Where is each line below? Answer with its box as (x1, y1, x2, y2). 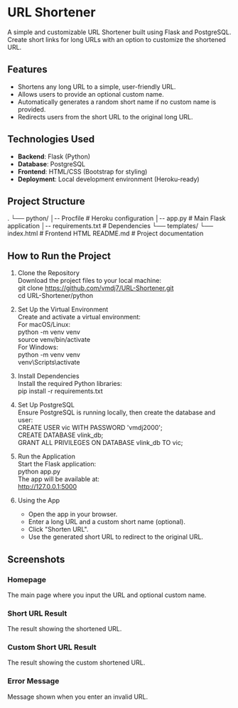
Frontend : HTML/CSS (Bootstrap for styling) (17, 167, 148, 176)
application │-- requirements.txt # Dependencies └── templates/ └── (7, 222, 214, 230)
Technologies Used (7, 133, 94, 146)
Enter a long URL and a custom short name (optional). (28, 517, 186, 526)
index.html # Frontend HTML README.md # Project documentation (7, 229, 204, 238)
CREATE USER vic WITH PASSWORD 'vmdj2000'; (17, 424, 163, 432)
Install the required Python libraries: (17, 380, 122, 388)
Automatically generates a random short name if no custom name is (17, 97, 217, 106)
